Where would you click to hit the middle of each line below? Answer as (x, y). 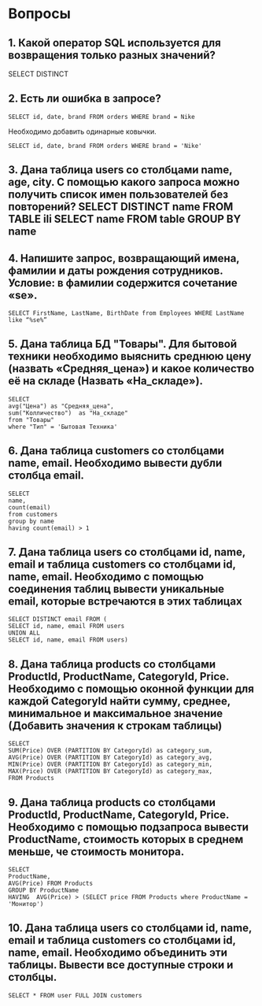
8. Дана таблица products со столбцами (112, 664)
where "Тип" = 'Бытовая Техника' (63, 427)
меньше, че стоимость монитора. (96, 851)
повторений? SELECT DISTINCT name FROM (121, 207)
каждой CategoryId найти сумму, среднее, (119, 701)
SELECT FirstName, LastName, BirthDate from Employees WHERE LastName (126, 313)
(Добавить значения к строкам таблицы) (115, 725)
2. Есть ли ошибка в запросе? (85, 99)
